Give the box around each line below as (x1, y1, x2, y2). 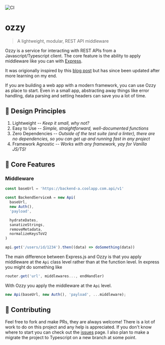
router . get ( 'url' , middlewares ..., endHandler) (5, 274, 105, 279)
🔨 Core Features (5, 160, 55, 169)
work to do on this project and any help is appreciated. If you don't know (5, 324, 152, 330)
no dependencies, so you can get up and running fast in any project (12, 136, 150, 142)
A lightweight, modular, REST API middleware (17, 38, 109, 44)
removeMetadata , (9, 227, 43, 232)
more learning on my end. (5, 73, 57, 79)
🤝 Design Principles (5, 107, 66, 115)
